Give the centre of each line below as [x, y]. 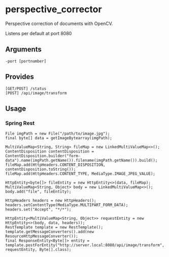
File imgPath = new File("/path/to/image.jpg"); [58, 134]
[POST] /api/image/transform [36, 93]
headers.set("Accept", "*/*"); [38, 210]
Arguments [24, 49]
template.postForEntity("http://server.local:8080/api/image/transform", [85, 245]
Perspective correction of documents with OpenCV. [59, 23]
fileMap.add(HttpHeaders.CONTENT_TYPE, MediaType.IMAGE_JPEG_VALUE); [80, 174]
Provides [20, 77]
